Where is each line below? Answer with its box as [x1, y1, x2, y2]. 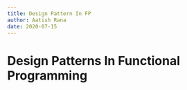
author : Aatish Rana [7, 17, 67, 24]
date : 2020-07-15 [7, 23, 57, 30]
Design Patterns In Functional [7, 53, 180, 69]
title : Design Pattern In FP [7, 10, 91, 17]
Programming [7, 67, 88, 83]
